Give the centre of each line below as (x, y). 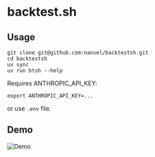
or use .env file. (29, 109)
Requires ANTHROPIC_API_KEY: (52, 83)
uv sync (18, 65)
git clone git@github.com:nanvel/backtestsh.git (78, 53)
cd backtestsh (27, 59)
